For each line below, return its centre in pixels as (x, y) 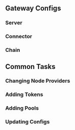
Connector (19, 37)
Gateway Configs (33, 8)
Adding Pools (22, 108)
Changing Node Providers (38, 81)
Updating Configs (27, 122)
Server (14, 23)
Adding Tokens (24, 94)
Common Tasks (30, 66)
